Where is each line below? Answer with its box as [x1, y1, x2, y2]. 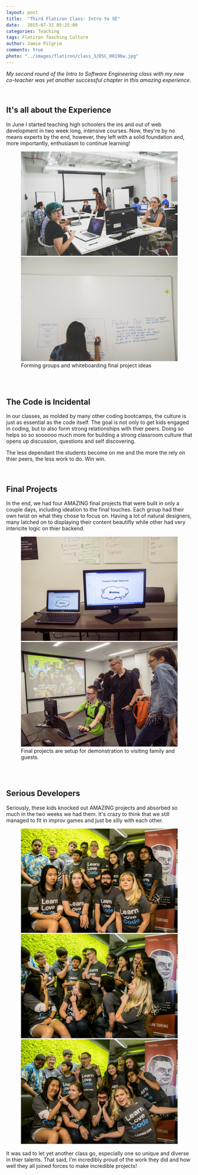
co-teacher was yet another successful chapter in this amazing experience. [6, 76, 191, 83]
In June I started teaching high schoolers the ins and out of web [6, 121, 162, 128]
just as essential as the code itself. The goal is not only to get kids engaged [6, 419, 189, 426]
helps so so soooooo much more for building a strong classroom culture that [6, 432, 193, 439]
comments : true [6, 47, 44, 53]
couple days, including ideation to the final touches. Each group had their [6, 506, 184, 513]
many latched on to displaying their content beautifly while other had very [6, 518, 186, 526]
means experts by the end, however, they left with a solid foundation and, [6, 133, 185, 140]
